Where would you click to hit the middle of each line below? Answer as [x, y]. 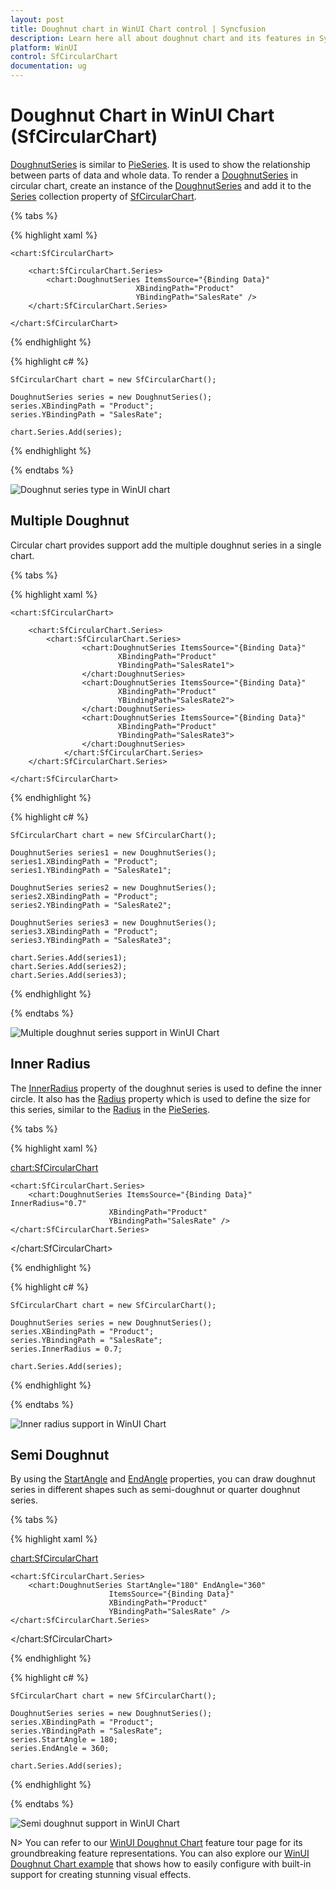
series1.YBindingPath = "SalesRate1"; [91, 870]
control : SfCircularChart [64, 57]
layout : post [37, 19]
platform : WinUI [44, 47]
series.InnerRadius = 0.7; [66, 1349]
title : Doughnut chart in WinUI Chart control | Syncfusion [138, 29]
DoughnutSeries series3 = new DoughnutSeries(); [113, 922]
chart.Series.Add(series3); [69, 975]
